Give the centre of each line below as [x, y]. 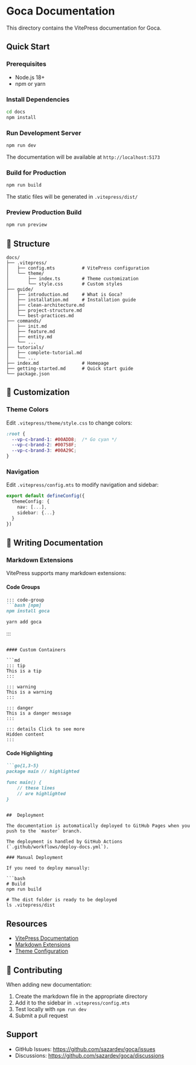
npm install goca [28, 611]
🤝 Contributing [34, 970]
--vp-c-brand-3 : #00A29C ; [44, 451]
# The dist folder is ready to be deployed [62, 900]
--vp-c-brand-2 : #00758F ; [44, 445]
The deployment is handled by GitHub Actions [64, 842]
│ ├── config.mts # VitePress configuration [78, 268]
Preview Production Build [44, 212]
